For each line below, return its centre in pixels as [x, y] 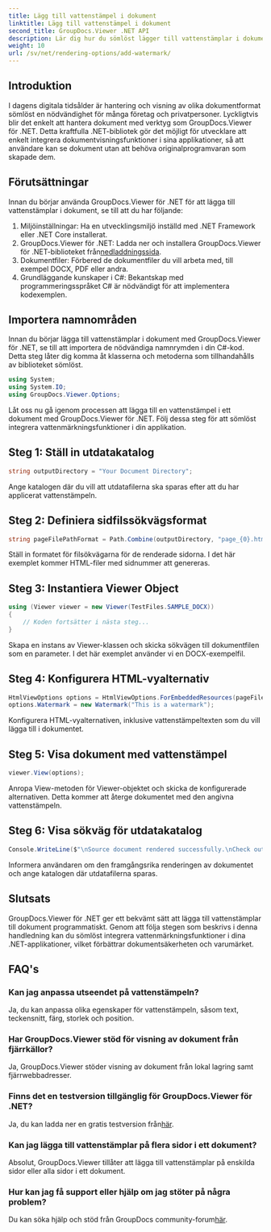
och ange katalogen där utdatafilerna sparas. [83, 873]
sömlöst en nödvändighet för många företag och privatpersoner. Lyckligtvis [133, 114]
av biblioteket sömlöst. [46, 365]
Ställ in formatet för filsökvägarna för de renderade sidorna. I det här [122, 554]
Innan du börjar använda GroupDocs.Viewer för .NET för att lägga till [122, 202]
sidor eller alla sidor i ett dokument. [67, 1171]
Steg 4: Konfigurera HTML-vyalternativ [109, 679]
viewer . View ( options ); [46, 773]
